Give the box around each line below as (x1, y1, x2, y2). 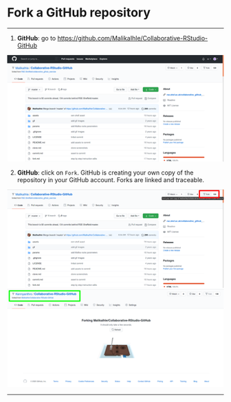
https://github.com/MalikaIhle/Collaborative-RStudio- (57, 34, 208, 42)
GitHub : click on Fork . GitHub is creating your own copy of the (16, 168, 194, 177)
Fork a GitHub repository (7, 5, 151, 21)
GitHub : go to (16, 34, 56, 42)
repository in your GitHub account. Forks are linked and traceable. (16, 176, 205, 183)
